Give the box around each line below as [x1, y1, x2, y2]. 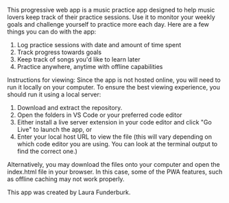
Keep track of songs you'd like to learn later [16, 55, 141, 64]
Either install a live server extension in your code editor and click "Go [16, 118, 213, 126]
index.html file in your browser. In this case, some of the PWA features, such [7, 167, 223, 176]
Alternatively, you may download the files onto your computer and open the [7, 161, 221, 168]
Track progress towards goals [16, 48, 101, 56]
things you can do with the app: [7, 27, 97, 36]
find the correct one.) [16, 147, 77, 155]
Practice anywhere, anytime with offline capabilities [16, 63, 163, 70]
